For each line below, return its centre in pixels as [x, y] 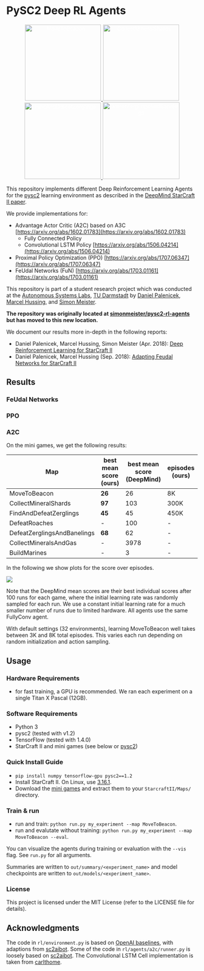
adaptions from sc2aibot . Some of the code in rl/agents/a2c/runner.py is [98, 949]
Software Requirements [42, 714]
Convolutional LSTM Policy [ [59, 245]
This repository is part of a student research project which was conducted [99, 289]
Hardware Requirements [43, 678]
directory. [27, 794]
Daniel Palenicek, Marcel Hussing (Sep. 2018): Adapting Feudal [94, 356]
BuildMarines [28, 553]
